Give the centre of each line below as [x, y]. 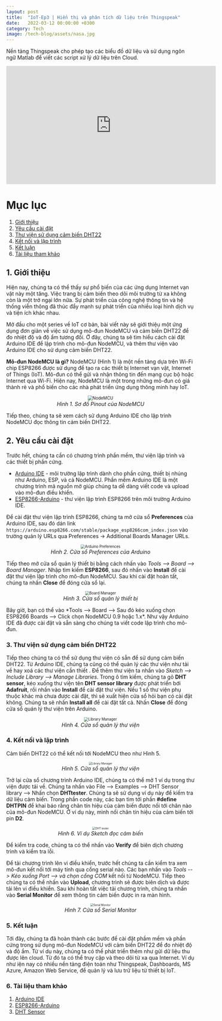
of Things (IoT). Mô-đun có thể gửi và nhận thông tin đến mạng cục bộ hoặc [100, 374]
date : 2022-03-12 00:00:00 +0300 [51, 23]
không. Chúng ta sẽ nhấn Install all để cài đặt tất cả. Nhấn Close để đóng [97, 703]
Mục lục [27, 205]
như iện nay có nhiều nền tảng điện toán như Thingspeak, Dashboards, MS [98, 964]
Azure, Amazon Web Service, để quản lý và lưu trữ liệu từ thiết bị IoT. [91, 971]
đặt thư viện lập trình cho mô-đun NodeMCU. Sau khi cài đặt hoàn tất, [92, 576]
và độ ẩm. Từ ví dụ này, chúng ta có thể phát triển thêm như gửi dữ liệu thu [98, 951]
